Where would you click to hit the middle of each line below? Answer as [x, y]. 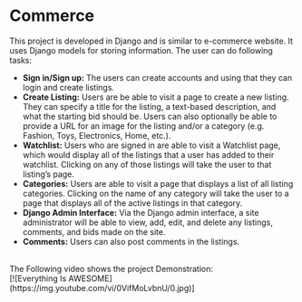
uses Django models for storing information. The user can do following [141, 50]
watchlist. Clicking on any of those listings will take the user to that [147, 164]
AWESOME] [91, 278]
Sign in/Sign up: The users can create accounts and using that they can [157, 77]
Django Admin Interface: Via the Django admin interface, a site [141, 212]
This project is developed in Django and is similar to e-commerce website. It [151, 41]
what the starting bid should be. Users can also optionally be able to [150, 116]
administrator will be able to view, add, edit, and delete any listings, [148, 222]
